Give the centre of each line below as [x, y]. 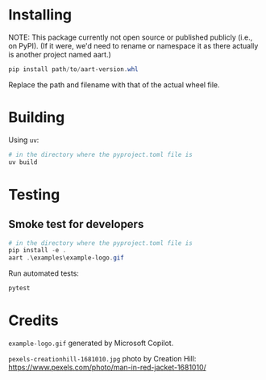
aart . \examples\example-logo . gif [66, 258]
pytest [19, 289]
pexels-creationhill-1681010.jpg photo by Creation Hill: [102, 358]
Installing [40, 15]
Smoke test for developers [76, 224]
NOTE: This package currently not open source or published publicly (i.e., [131, 37]
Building [37, 117]
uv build [23, 162]
